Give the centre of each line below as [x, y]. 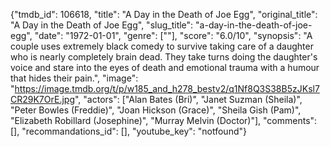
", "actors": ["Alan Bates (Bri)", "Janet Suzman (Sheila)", [188, 99]
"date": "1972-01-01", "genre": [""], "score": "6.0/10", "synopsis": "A [173, 35]
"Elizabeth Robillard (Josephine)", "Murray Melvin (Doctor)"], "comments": [164, 120]
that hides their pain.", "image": [74, 78]
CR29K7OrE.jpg [42, 99]
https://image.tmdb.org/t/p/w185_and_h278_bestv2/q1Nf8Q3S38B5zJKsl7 [167, 88]
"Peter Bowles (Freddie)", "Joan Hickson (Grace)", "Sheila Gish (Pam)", [156, 110]
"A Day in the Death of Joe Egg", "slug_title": [102, 25]
